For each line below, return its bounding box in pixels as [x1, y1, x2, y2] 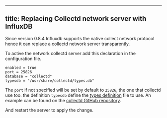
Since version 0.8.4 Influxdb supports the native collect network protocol [5, 35, 155, 41]
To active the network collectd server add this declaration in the [5, 50, 136, 56]
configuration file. [5, 56, 41, 61]
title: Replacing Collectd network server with [5, 14, 147, 23]
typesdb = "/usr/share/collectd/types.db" [5, 78, 94, 83]
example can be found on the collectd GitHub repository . [5, 97, 121, 103]
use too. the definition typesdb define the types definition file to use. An [5, 92, 152, 98]
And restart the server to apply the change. [5, 107, 93, 113]
